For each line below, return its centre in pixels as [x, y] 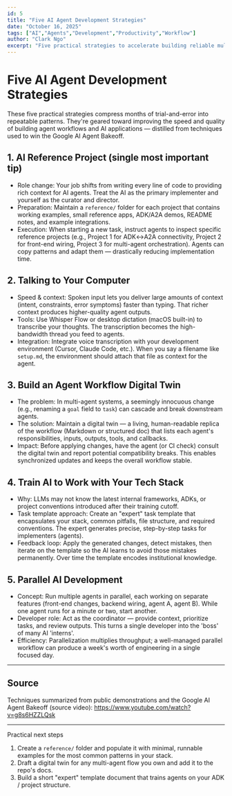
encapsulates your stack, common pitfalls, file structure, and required [116, 521]
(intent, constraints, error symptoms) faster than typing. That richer [113, 305]
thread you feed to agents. [87, 334]
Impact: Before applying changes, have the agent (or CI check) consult [118, 446]
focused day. [36, 655]
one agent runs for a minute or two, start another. [87, 611]
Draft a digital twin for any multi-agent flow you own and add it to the [115, 763]
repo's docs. [35, 770]
